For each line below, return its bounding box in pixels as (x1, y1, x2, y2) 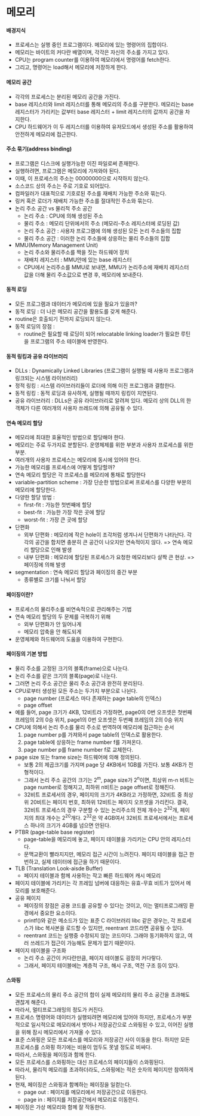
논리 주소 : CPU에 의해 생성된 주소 (23, 212, 103, 219)
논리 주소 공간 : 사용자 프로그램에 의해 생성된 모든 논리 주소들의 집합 (23, 227, 181, 234)
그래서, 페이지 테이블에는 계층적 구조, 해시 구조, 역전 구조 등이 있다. (23, 961, 180, 969)
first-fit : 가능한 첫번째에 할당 (23, 501, 92, 508)
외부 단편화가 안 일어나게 (23, 620, 82, 628)
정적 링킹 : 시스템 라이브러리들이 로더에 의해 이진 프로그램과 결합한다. (14, 382, 176, 390)
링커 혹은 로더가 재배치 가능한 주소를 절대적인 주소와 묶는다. (14, 197, 154, 204)
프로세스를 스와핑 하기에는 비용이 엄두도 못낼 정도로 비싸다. (14, 1043, 152, 1051)
